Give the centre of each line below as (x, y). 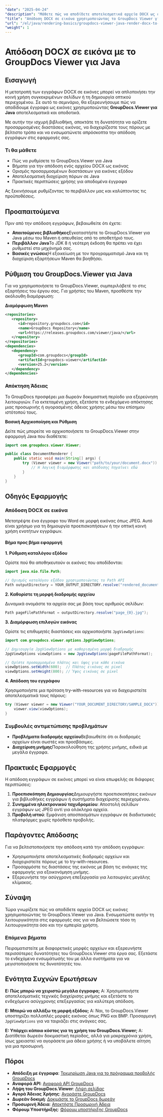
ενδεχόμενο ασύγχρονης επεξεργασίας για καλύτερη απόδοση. (70, 1001)
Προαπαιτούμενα (32, 211)
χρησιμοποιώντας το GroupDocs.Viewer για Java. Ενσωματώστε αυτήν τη (80, 915)
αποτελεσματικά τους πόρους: (36, 696)
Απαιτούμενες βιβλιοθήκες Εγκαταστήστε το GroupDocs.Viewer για (81, 233)
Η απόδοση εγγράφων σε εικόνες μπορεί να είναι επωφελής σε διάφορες (80, 779)
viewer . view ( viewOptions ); (41, 709)
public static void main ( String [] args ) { (57, 459)
